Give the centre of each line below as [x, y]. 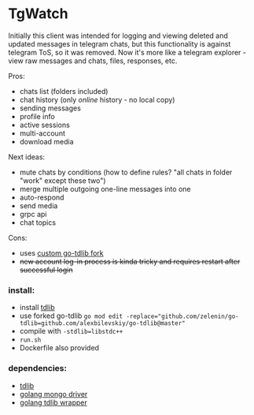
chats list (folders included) [64, 91]
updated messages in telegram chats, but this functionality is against [120, 43]
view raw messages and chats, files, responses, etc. [93, 61]
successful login [46, 270]
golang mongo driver [53, 394]
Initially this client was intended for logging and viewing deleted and [118, 36]
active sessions [45, 125]
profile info [37, 116]
